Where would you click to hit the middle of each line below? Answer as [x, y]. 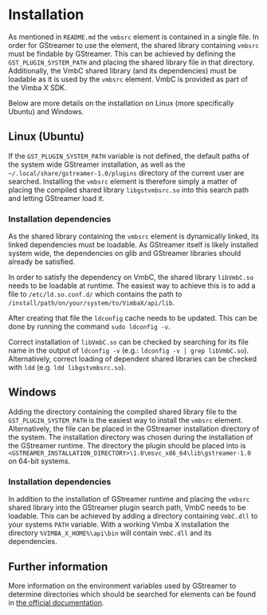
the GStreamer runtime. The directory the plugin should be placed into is [127, 445]
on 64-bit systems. [39, 461]
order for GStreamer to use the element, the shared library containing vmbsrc [134, 45]
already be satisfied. [42, 262]
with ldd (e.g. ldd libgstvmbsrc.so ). [67, 368]
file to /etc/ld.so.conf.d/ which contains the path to [95, 294]
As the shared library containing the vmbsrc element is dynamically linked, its [133, 236]
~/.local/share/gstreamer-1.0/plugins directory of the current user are [126, 172]
